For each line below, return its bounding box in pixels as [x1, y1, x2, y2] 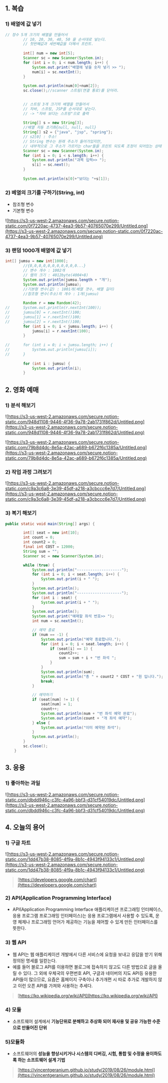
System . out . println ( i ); [31, 366, 81, 371]
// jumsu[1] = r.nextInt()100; [5, 314, 81, 319]
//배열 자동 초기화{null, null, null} [23, 125, 96, 130]
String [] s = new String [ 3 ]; [23, 120, 84, 126]
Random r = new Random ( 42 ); [23, 300, 81, 306]
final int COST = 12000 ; [23, 544, 75, 549]
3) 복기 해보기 [5, 510, 36, 517]
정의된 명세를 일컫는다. [12, 957, 57, 963]
